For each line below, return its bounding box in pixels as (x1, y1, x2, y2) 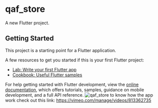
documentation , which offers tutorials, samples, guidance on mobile (5, 87, 144, 93)
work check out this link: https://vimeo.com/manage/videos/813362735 (5, 97, 152, 103)
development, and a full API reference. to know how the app (5, 92, 153, 98)
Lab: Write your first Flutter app (12, 66, 77, 72)
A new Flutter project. (5, 20, 50, 26)
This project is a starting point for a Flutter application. (5, 47, 116, 53)
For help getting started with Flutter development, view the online (5, 81, 139, 87)
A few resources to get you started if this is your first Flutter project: (5, 57, 144, 63)
